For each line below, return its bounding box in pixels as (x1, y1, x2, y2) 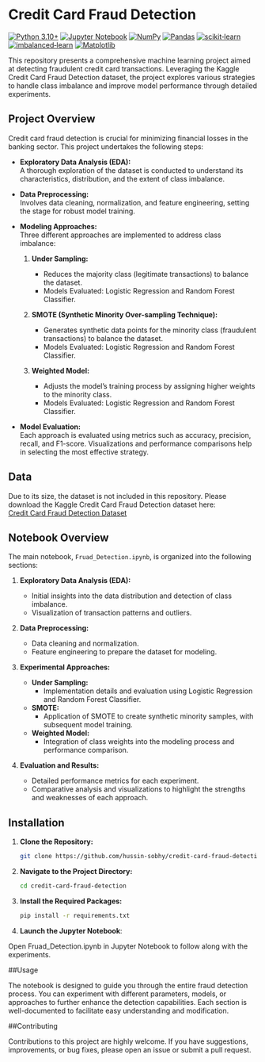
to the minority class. (43, 389, 112, 399)
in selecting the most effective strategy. (19, 447, 149, 457)
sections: (8, 561, 38, 570)
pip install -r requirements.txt (19, 911, 131, 919)
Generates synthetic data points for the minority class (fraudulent (43, 325, 257, 335)
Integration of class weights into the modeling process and (43, 737, 235, 746)
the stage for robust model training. (19, 206, 136, 216)
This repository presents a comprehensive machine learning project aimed (8, 56, 251, 65)
